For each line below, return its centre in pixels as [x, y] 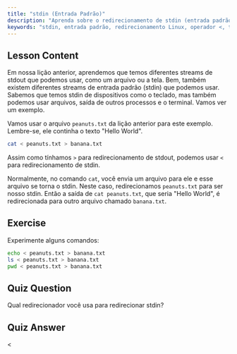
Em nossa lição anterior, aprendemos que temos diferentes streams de [110, 73]
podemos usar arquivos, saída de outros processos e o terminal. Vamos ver [117, 102]
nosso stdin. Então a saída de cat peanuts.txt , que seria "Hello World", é [114, 194]
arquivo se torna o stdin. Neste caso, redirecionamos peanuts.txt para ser [115, 186]
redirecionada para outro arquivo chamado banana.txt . [87, 201]
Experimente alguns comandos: [53, 240]
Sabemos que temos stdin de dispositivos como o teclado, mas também [112, 95]
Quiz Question [39, 288]
